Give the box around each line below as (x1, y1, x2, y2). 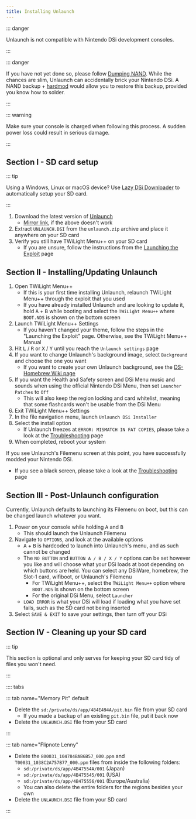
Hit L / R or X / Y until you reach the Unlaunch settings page (14, 345, 159, 352)
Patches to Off (14, 389, 49, 396)
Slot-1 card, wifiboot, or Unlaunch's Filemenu (23, 573, 132, 580)
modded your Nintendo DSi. (6, 456, 73, 463)
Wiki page (51, 370, 76, 377)
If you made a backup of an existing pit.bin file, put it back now (23, 712, 178, 719)
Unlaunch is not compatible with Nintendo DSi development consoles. (6, 36, 174, 43)
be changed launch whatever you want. (6, 512, 101, 519)
